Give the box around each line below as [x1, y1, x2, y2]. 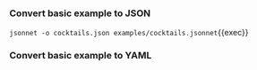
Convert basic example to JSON [9, 7, 150, 19]
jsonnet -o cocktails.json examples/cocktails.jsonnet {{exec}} [9, 27, 249, 38]
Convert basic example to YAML [9, 50, 152, 62]
